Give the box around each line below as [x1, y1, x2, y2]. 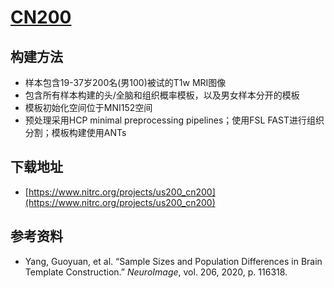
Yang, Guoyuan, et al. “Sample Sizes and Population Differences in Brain [24, 255, 323, 267]
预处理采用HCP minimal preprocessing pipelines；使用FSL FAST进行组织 [24, 114, 325, 126]
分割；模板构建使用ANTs [24, 127, 127, 138]
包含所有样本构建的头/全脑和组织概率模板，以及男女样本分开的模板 [24, 89, 300, 101]
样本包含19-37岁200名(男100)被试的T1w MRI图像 [24, 77, 227, 88]
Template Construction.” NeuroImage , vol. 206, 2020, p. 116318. [24, 266, 288, 278]
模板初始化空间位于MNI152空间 [24, 102, 153, 113]
